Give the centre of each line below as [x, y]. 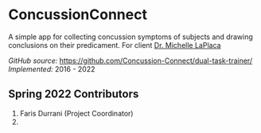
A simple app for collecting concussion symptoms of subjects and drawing [130, 37]
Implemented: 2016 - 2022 [52, 68]
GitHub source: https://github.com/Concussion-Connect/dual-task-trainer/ [130, 61]
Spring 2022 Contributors [74, 94]
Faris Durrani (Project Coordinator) [76, 113]
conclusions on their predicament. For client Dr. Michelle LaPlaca [115, 45]
